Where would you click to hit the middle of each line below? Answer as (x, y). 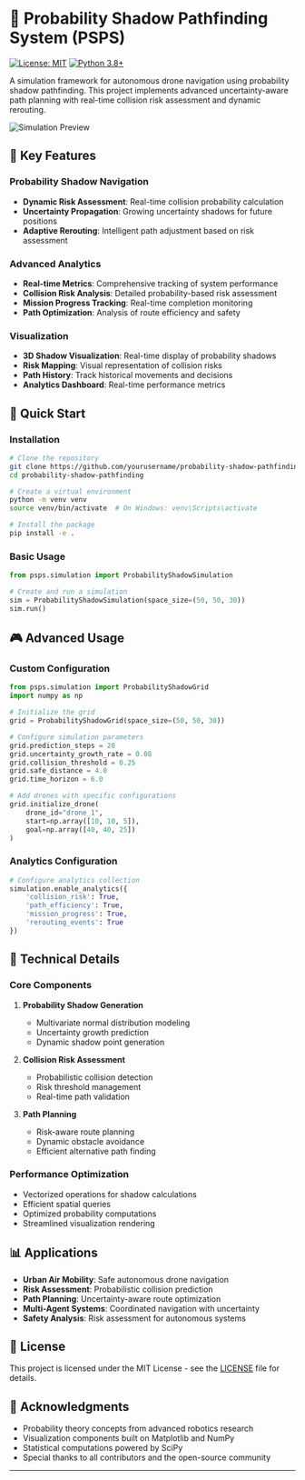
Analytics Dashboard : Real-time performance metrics (124, 385)
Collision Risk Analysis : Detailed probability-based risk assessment (150, 293)
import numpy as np (46, 696)
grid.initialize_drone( (54, 805)
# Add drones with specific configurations (93, 796)
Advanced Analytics (55, 264)
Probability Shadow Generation (83, 1005)
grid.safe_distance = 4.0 (58, 771)
